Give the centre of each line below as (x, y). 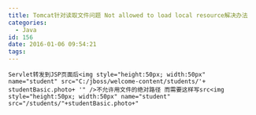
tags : (17, 52)
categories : (28, 23)
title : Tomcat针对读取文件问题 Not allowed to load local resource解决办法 (128, 15)
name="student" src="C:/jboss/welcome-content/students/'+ (107, 81)
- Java (26, 30)
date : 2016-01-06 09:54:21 (52, 45)
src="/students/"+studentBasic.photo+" (74, 103)
